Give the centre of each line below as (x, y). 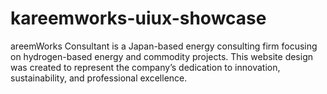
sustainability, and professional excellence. (99, 78)
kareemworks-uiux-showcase (138, 18)
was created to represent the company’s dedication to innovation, (145, 67)
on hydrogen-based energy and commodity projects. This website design (161, 56)
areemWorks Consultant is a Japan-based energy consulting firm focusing (164, 46)
